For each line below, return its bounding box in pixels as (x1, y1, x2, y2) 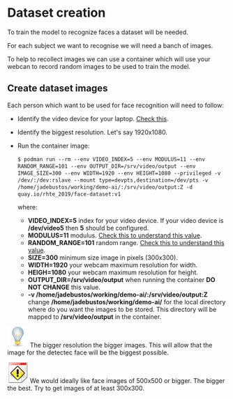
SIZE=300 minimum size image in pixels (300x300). (27, 253, 178, 262)
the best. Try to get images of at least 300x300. (7, 384, 145, 392)
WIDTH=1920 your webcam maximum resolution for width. (27, 260, 197, 269)
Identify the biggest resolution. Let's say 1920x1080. (17, 127, 168, 136)
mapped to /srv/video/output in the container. (27, 312, 162, 321)
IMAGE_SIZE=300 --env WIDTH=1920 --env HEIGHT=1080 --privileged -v (17, 169, 221, 177)
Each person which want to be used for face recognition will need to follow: (7, 101, 225, 109)
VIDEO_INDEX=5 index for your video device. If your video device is (27, 216, 224, 224)
